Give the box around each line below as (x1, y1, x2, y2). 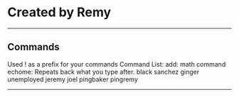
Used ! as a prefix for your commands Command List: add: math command (7, 59, 226, 68)
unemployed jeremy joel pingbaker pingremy (7, 75, 139, 84)
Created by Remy (7, 4, 112, 21)
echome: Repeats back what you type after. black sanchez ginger (7, 67, 200, 76)
